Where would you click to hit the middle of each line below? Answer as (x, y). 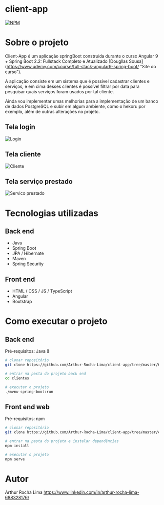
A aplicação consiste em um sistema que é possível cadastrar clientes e (77, 81)
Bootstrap (22, 302)
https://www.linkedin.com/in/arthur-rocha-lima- (92, 492)
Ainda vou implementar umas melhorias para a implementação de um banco (82, 101)
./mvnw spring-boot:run (29, 392)
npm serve (15, 459)
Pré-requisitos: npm (25, 419)
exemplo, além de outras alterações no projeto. (52, 111)
